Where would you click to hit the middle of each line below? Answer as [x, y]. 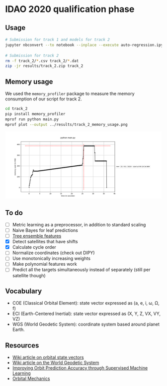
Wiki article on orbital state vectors [48, 358]
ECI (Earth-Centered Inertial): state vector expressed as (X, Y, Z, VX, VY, [86, 314]
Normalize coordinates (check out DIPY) [54, 253]
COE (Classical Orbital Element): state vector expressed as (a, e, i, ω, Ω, [86, 303]
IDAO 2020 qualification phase [70, 9]
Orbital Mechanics [31, 379]
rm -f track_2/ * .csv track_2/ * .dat [42, 61]
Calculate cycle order [34, 247]
